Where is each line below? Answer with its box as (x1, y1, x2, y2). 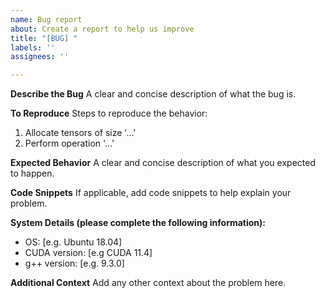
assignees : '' (10, 52, 70, 62)
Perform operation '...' (24, 137, 115, 150)
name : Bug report (10, 14, 83, 25)
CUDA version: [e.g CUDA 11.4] (24, 247, 153, 259)
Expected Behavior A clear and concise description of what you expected (10, 157, 316, 169)
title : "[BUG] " (10, 33, 78, 43)
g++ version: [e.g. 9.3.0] (24, 257, 125, 270)
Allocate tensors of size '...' (24, 127, 137, 139)
